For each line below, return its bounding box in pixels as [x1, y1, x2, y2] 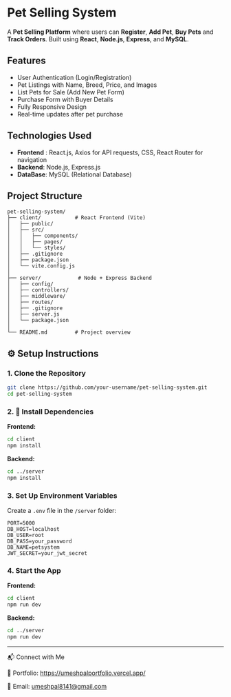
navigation [16, 155, 47, 163]
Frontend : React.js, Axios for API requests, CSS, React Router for [16, 148, 203, 156]
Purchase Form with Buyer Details [16, 95, 113, 103]
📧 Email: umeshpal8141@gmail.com [7, 682, 107, 690]
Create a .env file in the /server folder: [7, 506, 117, 514]
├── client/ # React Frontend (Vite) [7, 214, 146, 221]
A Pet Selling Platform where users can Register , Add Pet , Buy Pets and [7, 28, 214, 36]
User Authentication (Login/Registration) [16, 73, 132, 81]
